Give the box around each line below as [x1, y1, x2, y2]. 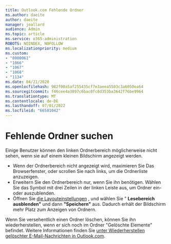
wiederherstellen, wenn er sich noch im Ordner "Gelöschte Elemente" [5, 222, 153, 228]
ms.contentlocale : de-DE [5, 98, 59, 103]
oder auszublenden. [12, 190, 55, 196]
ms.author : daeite [5, 12, 45, 18]
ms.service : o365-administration [5, 37, 77, 42]
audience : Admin [5, 27, 40, 32]
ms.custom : [5, 50, 29, 56]
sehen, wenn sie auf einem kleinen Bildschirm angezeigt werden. [5, 152, 143, 159]
